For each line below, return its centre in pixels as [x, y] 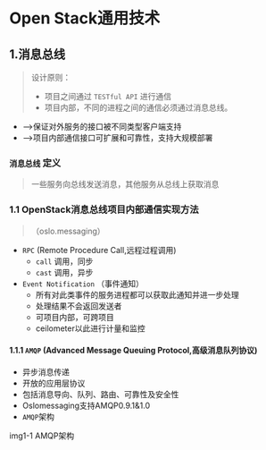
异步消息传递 [46, 371]
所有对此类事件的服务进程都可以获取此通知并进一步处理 [137, 294]
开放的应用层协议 [54, 383]
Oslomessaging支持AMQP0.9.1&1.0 [86, 405]
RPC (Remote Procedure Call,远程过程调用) [99, 250]
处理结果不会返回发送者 [79, 306]
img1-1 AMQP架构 [42, 436]
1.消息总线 [37, 54]
